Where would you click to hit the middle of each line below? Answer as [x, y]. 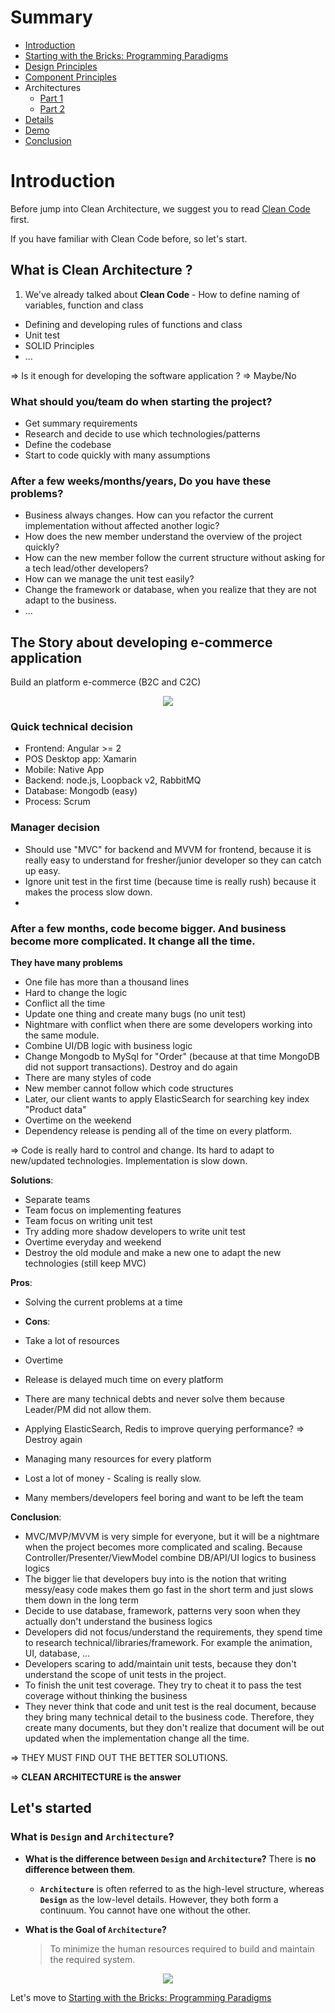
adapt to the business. [70, 600]
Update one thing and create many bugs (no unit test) [135, 1013]
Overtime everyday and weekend [93, 1242]
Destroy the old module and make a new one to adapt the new [153, 1252]
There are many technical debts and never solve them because [154, 1398]
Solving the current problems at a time [103, 1302]
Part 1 [51, 98]
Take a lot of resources [72, 1340]
